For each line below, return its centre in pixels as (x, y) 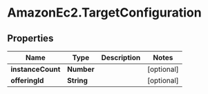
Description (121, 58)
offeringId (27, 81)
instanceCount (36, 69)
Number (81, 69)
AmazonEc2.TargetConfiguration (104, 13)
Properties (30, 38)
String (77, 81)
